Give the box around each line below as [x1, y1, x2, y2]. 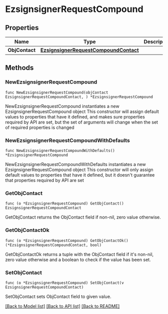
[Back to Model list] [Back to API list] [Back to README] [5, 303, 120, 309]
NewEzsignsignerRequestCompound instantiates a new [5, 103, 119, 109]
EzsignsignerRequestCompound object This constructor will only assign [5, 166, 153, 172]
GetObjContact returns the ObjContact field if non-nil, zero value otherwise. [5, 214, 161, 220]
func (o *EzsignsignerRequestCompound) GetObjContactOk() [5, 238, 128, 243]
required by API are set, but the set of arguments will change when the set [5, 119, 158, 125]
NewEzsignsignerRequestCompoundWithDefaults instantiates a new [5, 161, 146, 167]
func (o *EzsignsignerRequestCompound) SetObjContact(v [5, 280, 124, 285]
